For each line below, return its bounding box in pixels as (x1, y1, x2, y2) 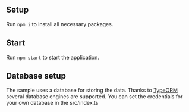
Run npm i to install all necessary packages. (6, 20, 114, 27)
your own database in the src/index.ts (6, 99, 99, 107)
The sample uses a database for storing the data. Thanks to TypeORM (6, 86, 178, 94)
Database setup (6, 71, 67, 81)
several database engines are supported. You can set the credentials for (6, 93, 183, 100)
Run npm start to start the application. (6, 54, 99, 61)
